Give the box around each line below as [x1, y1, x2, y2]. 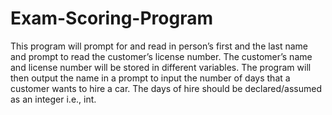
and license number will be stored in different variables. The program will [10, 61, 312, 73]
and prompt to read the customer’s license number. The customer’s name [10, 50, 313, 62]
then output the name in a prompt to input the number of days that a [10, 72, 291, 84]
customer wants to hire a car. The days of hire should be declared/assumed [10, 82, 323, 94]
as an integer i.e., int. [10, 93, 97, 105]
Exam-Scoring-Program [10, 7, 213, 30]
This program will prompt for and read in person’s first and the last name [10, 40, 308, 52]
